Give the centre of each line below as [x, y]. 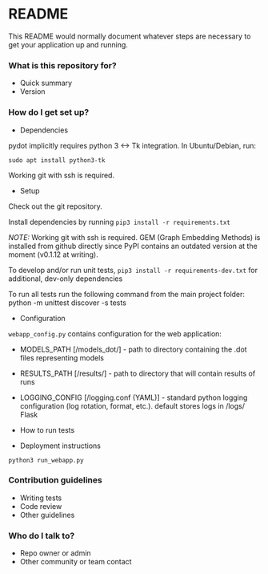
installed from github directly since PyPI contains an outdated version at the [133, 246]
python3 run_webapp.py [46, 460]
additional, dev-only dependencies [66, 279]
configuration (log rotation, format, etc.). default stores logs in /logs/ [132, 405]
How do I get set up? [49, 112]
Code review [41, 506]
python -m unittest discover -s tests [67, 303]
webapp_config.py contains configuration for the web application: [115, 333]
